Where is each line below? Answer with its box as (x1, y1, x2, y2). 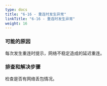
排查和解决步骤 (5, 63, 41, 70)
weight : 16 (5, 21, 28, 26)
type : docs (5, 7, 28, 12)
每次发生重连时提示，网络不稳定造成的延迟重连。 (5, 50, 105, 56)
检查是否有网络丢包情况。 (5, 76, 57, 82)
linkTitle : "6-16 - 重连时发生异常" (5, 16, 75, 21)
